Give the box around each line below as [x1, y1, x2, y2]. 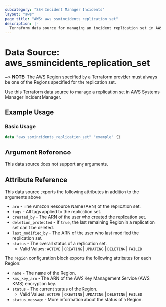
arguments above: [5, 194, 42, 200]
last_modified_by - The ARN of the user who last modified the [12, 230, 139, 236]
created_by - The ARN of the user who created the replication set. [12, 214, 147, 220]
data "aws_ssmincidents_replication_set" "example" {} [5, 134, 121, 139]
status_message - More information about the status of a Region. [12, 297, 143, 303]
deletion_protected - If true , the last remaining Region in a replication [12, 219, 155, 225]
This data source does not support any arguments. [5, 161, 109, 167]
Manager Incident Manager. [5, 94, 62, 100]
